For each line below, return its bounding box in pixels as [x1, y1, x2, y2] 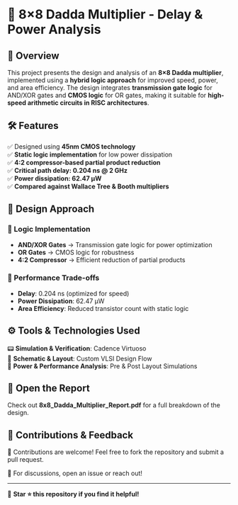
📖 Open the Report [7, 382, 90, 394]
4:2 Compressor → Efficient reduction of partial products [17, 255, 186, 264]
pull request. [7, 455, 44, 464]
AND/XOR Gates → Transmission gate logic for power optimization [17, 240, 212, 249]
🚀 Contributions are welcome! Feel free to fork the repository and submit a [7, 448, 225, 456]
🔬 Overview [7, 50, 59, 62]
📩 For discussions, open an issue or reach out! [7, 469, 143, 477]
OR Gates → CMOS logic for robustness [17, 248, 135, 256]
